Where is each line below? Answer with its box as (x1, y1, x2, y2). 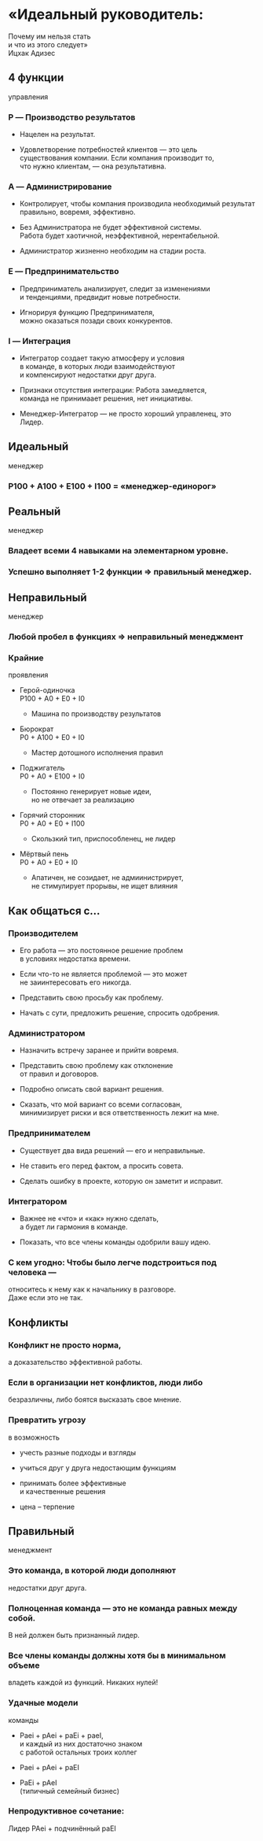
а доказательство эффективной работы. (8, 1357, 143, 1366)
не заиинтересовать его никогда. (19, 978, 132, 987)
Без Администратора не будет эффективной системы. (19, 223, 202, 232)
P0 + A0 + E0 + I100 (19, 819, 85, 828)
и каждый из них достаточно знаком (19, 1739, 143, 1748)
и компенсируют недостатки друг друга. (19, 370, 157, 379)
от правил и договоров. (19, 1069, 100, 1079)
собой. (8, 1612, 36, 1623)
